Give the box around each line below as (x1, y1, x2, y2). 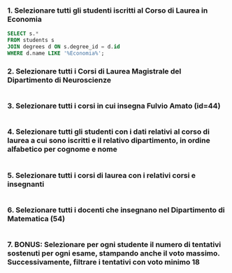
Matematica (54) (7, 213, 65, 223)
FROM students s (7, 37, 55, 44)
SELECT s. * (7, 30, 39, 37)
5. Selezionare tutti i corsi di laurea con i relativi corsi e (7, 170, 196, 180)
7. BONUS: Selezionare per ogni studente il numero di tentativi (7, 240, 222, 250)
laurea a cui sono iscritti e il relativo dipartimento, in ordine (7, 136, 211, 146)
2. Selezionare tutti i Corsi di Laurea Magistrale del (7, 66, 182, 76)
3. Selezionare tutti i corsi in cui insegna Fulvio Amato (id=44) (7, 101, 221, 111)
